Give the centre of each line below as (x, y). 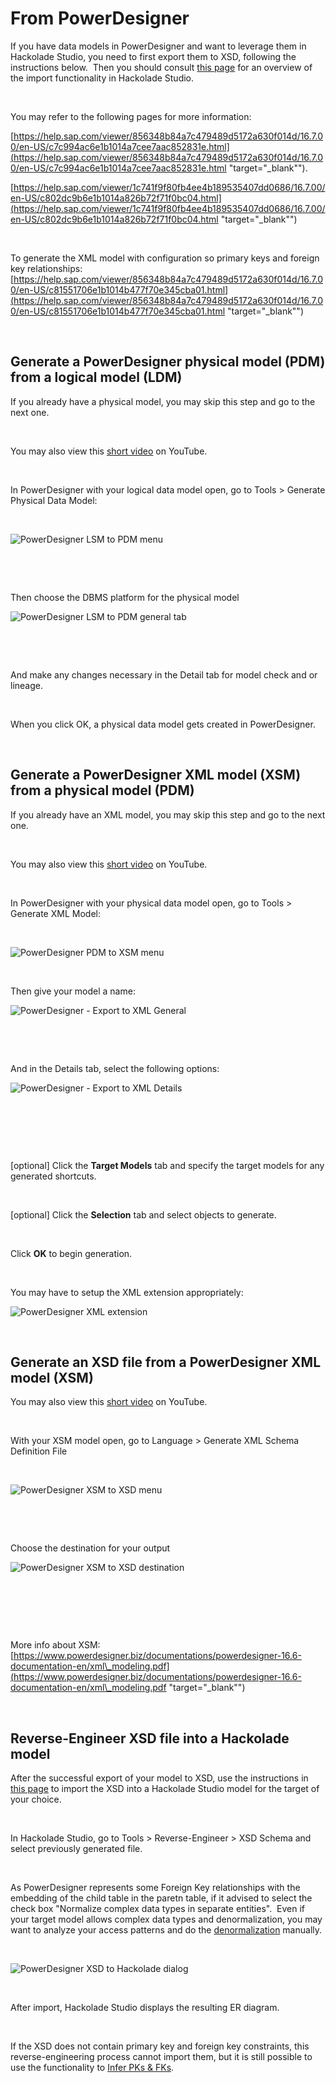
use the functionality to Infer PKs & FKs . (92, 2068)
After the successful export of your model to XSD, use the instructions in (159, 1778)
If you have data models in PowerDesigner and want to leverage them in (158, 46)
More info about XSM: (55, 1645)
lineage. (26, 685)
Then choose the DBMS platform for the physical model (125, 597)
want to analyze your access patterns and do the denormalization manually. (166, 1930)
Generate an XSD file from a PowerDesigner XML (166, 1362)
